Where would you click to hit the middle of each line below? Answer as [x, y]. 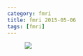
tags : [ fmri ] [26, 26]
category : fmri [29, 13]
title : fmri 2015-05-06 [42, 20]
